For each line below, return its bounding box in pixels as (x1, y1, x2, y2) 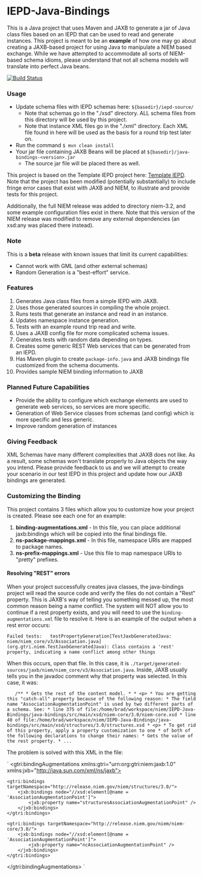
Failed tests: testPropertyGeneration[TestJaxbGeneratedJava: (7, 633, 172, 639)
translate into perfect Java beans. (7, 62, 90, 70)
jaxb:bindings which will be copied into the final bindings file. (15, 530, 168, 537)
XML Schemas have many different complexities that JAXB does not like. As (7, 451, 195, 458)
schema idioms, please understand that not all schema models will (24, 56, 189, 63)
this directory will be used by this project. (24, 116, 127, 123)
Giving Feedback (7, 438, 58, 446)
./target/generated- (130, 660, 182, 667)
